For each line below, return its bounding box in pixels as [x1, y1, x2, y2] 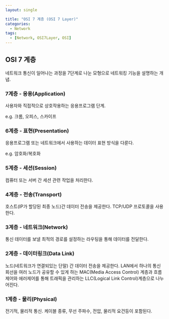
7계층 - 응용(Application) [5, 90, 66, 97]
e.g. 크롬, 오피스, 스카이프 [5, 114, 57, 120]
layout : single [5, 7, 38, 13]
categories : [5, 21, 30, 26]
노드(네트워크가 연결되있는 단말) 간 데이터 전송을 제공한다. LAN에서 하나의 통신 [5, 262, 161, 269]
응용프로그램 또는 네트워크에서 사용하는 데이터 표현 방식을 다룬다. [5, 140, 134, 146]
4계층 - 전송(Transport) [5, 191, 62, 198]
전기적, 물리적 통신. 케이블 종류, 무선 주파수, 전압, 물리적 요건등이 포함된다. [5, 308, 152, 314]
